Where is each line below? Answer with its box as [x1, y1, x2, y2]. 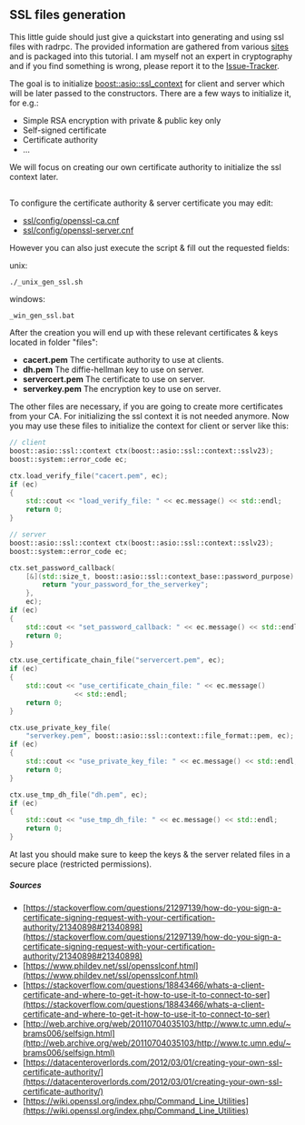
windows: [9, 294, 45, 305]
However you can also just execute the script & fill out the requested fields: [9, 243, 290, 254]
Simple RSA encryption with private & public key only [22, 115, 221, 126]
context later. [9, 171, 59, 182]
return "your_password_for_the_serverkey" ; [42, 580, 209, 589]
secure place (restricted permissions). [9, 859, 152, 869]
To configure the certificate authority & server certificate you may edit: [9, 197, 274, 208]
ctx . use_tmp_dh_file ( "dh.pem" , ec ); [9, 790, 148, 799]
